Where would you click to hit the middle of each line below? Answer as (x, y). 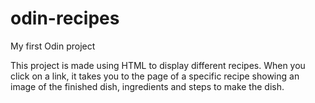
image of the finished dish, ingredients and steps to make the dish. (147, 86)
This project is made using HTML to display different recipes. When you (158, 65)
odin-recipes (65, 18)
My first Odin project (53, 46)
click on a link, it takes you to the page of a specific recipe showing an (155, 76)
